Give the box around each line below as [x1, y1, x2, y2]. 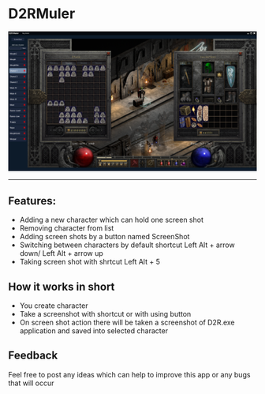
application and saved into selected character [19, 326, 168, 336]
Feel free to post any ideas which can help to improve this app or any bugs [8, 370, 251, 379]
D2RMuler [8, 5, 76, 23]
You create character [19, 301, 88, 310]
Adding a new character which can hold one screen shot [19, 215, 203, 225]
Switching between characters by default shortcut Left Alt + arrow [19, 240, 235, 250]
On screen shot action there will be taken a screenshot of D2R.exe [19, 317, 235, 328]
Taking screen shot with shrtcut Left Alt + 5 [19, 257, 160, 267]
